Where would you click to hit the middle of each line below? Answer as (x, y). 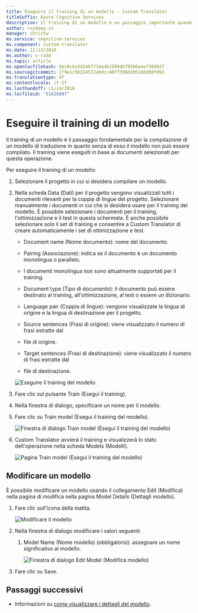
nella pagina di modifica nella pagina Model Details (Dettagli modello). (91, 496)
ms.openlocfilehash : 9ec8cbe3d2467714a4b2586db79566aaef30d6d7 (85, 66)
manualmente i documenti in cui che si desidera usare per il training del (101, 205)
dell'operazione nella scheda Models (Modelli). (71, 446)
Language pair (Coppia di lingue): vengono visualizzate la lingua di (104, 306)
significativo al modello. (52, 548)
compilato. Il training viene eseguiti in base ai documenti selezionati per (93, 152)
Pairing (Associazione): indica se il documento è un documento (100, 253)
